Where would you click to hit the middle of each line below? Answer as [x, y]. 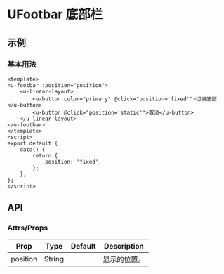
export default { [33, 143]
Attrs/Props [28, 228]
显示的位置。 [124, 259]
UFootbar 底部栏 [55, 14]
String [54, 259]
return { [45, 155]
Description [124, 246]
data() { [33, 149]
